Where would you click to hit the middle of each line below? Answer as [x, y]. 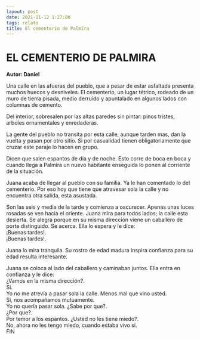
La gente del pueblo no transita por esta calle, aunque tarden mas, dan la [96, 134]
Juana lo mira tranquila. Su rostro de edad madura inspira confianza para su [100, 251]
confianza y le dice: [30, 274]
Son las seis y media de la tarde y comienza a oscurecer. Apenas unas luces [100, 207]
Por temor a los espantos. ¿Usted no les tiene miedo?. [73, 319]
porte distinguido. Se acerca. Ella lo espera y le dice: [71, 226]
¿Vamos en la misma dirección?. [45, 281]
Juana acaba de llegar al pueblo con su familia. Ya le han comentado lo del [98, 183]
